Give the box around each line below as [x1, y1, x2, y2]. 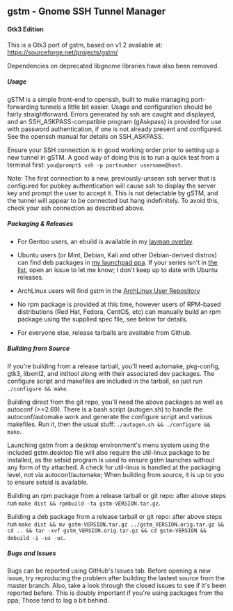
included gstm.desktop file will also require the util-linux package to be [7, 448, 211, 456]
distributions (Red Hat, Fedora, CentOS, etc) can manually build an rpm [17, 307, 221, 316]
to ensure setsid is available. [7, 478, 89, 486]
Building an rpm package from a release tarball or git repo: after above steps [7, 491, 227, 499]
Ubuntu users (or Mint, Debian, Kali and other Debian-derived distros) [17, 250, 218, 259]
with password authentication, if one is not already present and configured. [7, 125, 223, 133]
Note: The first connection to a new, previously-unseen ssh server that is [7, 174, 216, 182]
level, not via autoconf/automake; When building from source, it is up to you [7, 470, 225, 478]
